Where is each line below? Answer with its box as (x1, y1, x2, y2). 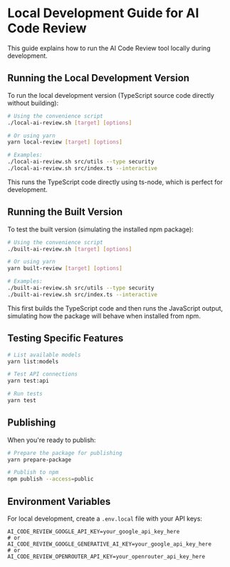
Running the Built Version (7, 206, 123, 219)
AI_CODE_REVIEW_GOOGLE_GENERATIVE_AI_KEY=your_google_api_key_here (7, 541, 212, 548)
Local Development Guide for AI (7, 5, 199, 21)
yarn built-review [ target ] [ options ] (7, 265, 122, 272)
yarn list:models (7, 358, 59, 365)
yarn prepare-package (7, 456, 72, 463)
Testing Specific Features (7, 332, 124, 344)
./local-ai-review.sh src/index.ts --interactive (7, 165, 158, 172)
